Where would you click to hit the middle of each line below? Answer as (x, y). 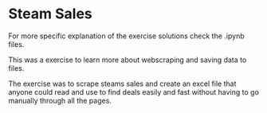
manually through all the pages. (60, 100)
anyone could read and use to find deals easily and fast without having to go (133, 92)
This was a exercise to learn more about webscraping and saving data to (128, 60)
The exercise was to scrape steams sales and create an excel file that (122, 84)
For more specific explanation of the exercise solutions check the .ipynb (126, 36)
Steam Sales (51, 14)
